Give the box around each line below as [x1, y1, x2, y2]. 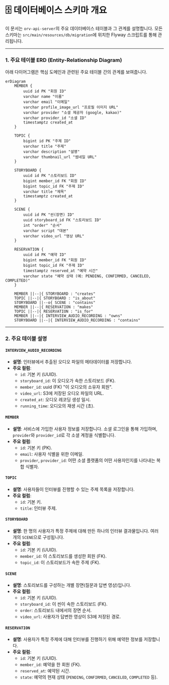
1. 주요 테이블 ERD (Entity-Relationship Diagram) [5, 56, 122, 64]
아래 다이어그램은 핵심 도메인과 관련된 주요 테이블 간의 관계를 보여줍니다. [5, 69, 147, 75]
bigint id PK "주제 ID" [23, 139, 71, 144]
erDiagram [5, 79, 26, 84]
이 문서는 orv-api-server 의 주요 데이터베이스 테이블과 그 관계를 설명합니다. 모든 [5, 25, 163, 31]
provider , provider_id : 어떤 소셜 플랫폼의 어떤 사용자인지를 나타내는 [20, 457, 155, 463]
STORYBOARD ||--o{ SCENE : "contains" [14, 300, 96, 305]
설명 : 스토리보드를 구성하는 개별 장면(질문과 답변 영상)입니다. [12, 582, 132, 588]
